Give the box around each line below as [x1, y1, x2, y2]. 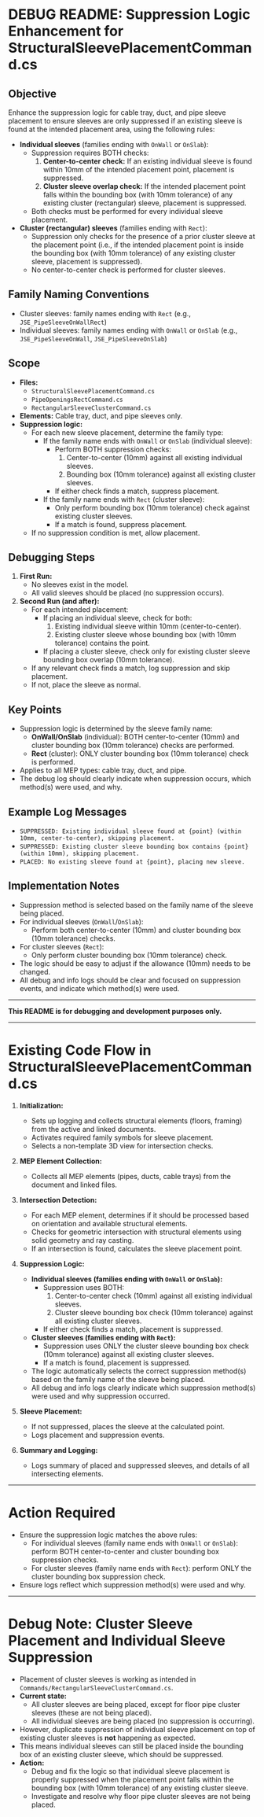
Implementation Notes [8, 879, 120, 893]
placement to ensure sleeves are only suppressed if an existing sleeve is [8, 116, 243, 125]
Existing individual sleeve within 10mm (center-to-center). [54, 621, 242, 631]
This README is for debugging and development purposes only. [8, 1006, 222, 1015]
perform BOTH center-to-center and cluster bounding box [31, 1546, 220, 1556]
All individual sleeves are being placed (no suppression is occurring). [31, 1716, 255, 1726]
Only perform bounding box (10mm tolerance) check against [54, 503, 250, 512]
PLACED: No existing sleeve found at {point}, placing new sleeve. [19, 858, 245, 866]
